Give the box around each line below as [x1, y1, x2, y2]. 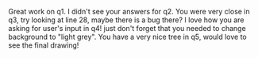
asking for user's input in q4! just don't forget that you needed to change [8, 24, 246, 33]
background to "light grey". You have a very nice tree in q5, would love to [8, 32, 248, 41]
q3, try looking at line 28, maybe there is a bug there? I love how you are [8, 15, 245, 25]
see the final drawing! [8, 41, 79, 50]
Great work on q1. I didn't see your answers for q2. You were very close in [8, 7, 250, 16]
